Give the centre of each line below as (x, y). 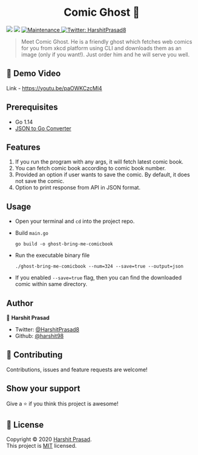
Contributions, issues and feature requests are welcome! (77, 370)
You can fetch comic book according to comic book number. (91, 168)
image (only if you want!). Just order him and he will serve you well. (105, 55)
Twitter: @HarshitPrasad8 (47, 329)
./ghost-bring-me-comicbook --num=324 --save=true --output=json (99, 267)
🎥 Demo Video (34, 74)
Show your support (43, 389)
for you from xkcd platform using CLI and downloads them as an (101, 48)
